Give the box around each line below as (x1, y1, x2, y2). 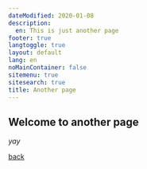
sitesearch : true (8, 78, 66, 86)
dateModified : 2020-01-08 (8, 11, 94, 20)
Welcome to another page (8, 115, 139, 128)
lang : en (8, 57, 37, 65)
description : (8, 19, 52, 27)
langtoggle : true (8, 41, 66, 49)
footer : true (8, 33, 52, 42)
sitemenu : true (8, 71, 59, 79)
